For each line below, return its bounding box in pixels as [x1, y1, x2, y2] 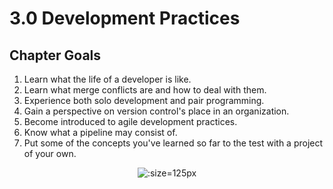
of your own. [23, 148, 77, 159]
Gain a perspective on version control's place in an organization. [23, 105, 290, 117]
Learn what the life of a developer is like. [23, 73, 192, 85]
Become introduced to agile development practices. [23, 116, 238, 127]
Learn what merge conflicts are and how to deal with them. [23, 84, 267, 96]
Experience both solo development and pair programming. [23, 95, 265, 106]
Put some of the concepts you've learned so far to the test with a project [23, 137, 324, 149]
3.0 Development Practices [9, 7, 241, 30]
